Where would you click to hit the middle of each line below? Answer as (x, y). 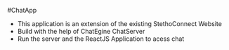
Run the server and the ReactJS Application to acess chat (101, 39)
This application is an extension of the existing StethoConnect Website (120, 24)
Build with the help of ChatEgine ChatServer (81, 31)
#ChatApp (22, 10)
